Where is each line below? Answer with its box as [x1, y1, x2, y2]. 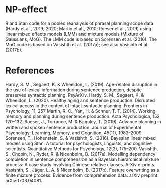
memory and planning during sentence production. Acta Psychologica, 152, [5, 113, 161, 119]
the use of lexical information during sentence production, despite [5, 87, 142, 93]
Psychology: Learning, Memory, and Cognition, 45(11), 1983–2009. [5, 130, 143, 136]
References [5, 65, 54, 76]
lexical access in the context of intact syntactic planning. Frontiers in [5, 102, 147, 109]
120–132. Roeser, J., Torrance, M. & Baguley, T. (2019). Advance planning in [5, 118, 162, 124]
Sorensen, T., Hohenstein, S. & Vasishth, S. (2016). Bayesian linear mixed [5, 135, 156, 141]
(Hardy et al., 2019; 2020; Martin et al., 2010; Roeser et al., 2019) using [5, 25, 152, 31]
